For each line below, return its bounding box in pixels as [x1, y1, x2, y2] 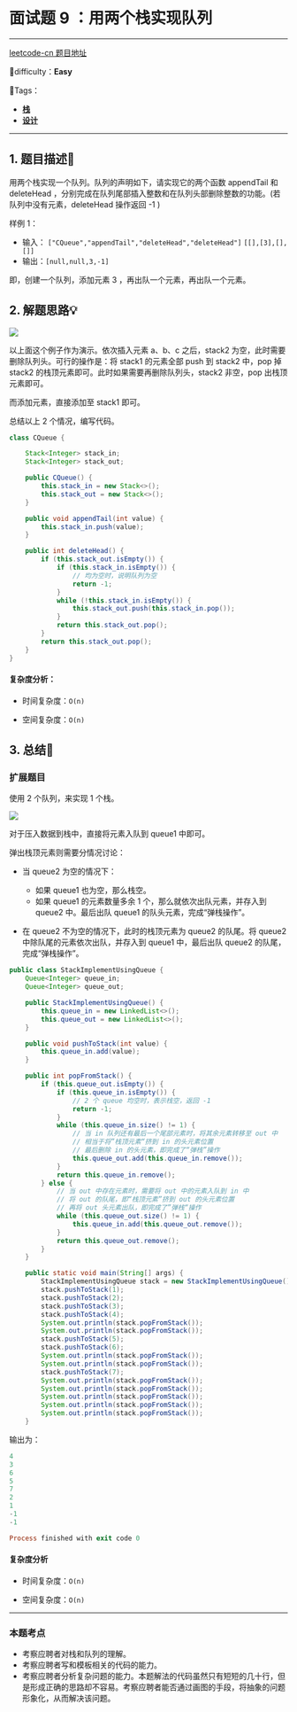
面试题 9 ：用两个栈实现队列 [9, 8, 213, 28]
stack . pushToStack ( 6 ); [41, 1343, 125, 1352]
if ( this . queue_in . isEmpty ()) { [56, 1087, 176, 1097]
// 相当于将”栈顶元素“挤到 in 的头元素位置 [72, 1138, 214, 1147]
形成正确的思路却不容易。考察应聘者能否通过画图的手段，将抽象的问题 [29, 1682, 286, 1693]
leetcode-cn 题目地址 [9, 47, 87, 58]
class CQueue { [9, 433, 65, 442]
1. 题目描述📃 [9, 152, 75, 167]
